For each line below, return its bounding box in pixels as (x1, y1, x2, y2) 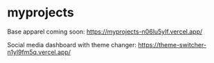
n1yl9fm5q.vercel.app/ (7, 48, 71, 56)
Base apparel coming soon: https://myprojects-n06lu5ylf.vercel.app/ (7, 27, 203, 36)
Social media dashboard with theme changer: (7, 40, 137, 49)
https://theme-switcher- (138, 40, 206, 49)
